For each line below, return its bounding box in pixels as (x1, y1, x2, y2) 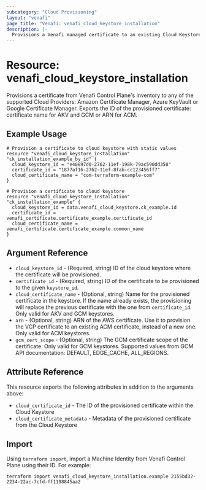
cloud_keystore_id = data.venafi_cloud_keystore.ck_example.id (12, 204, 177, 211)
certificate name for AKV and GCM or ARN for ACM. (6, 111, 138, 119)
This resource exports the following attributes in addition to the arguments (6, 383, 194, 391)
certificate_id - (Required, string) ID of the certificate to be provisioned (15, 277, 199, 284)
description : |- (6, 26, 48, 33)
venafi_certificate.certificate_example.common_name (6, 225, 144, 232)
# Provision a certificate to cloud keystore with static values (6, 145, 177, 151)
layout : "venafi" (6, 15, 51, 21)
